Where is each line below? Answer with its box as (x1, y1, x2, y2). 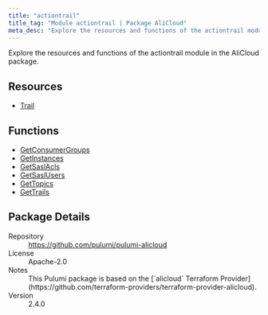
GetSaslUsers (19, 170, 65, 180)
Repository (8, 231, 44, 241)
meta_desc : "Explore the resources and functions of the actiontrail (8, 26, 245, 34)
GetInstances (19, 154, 64, 163)
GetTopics (19, 179, 54, 188)
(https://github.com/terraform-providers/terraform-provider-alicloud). (28, 282, 257, 291)
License (8, 248, 34, 258)
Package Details (8, 210, 90, 224)
